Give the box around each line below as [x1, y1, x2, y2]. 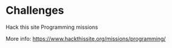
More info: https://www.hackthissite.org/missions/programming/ [5, 35, 166, 42]
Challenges [5, 4, 64, 17]
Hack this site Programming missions [5, 23, 98, 31]
